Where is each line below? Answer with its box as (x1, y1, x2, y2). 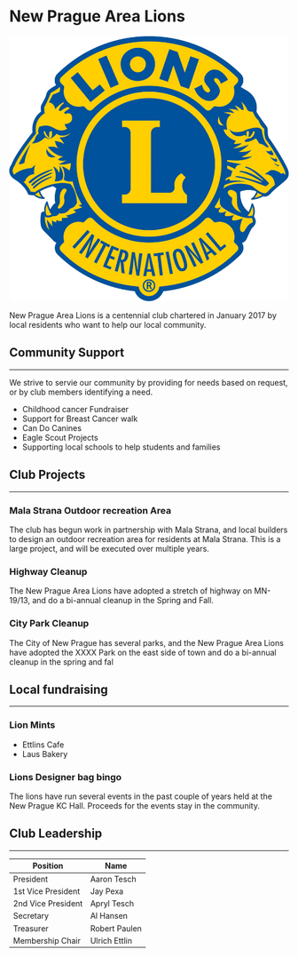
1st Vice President (12, 886, 81, 897)
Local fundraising (9, 682, 108, 697)
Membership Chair (12, 935, 82, 945)
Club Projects (9, 467, 86, 482)
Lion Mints (9, 719, 56, 731)
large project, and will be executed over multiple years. (9, 543, 210, 554)
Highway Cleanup (9, 565, 88, 578)
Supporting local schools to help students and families (21, 442, 221, 452)
